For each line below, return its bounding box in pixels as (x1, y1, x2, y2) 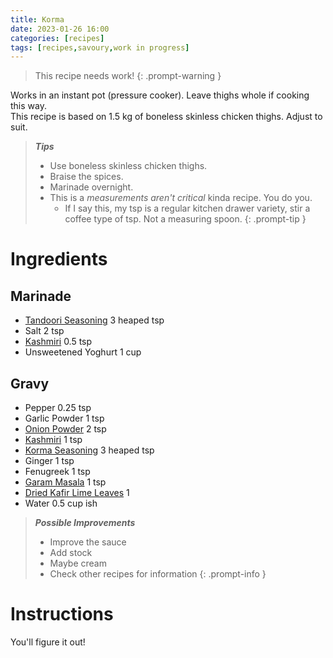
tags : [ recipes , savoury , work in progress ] (10, 42, 190, 53)
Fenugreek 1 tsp (24, 466, 91, 478)
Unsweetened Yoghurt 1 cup (24, 346, 142, 358)
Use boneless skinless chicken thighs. (49, 160, 208, 172)
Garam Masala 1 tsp (24, 476, 107, 488)
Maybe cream (49, 557, 107, 570)
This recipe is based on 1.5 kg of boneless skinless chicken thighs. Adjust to (10, 111, 323, 123)
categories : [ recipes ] (10, 33, 105, 43)
